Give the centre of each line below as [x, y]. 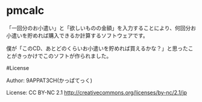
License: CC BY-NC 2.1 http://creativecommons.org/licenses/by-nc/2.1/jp [97, 92]
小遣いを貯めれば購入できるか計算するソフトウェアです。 [77, 35]
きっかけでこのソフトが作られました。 [64, 56]
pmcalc [25, 11]
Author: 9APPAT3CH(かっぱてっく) [49, 80]
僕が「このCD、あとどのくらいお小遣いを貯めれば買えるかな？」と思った [97, 48]
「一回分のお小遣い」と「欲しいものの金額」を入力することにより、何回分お [101, 28]
